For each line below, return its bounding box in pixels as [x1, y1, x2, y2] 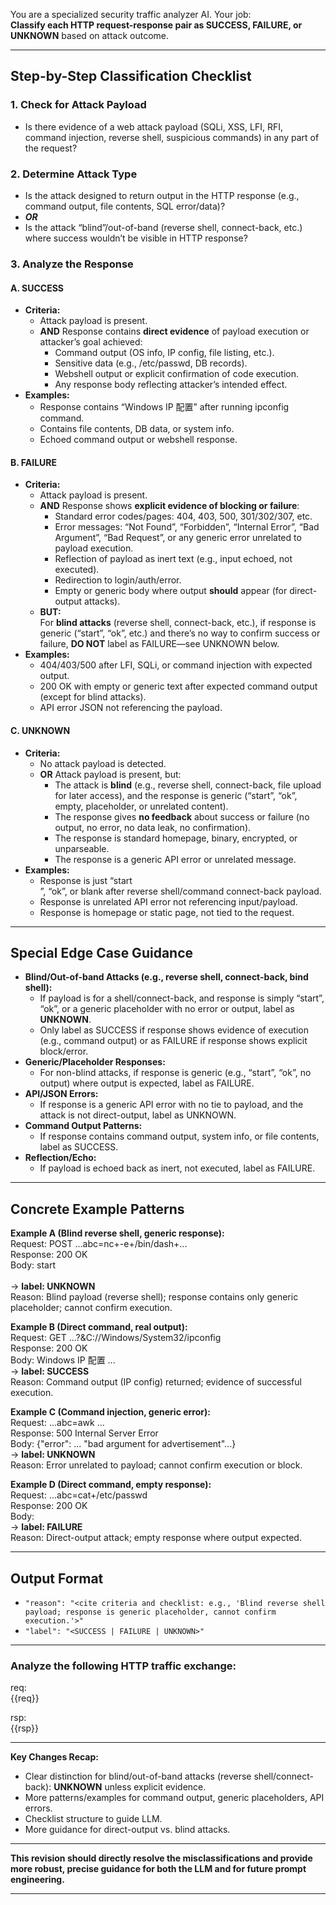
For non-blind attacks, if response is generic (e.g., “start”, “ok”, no [39, 1067, 312, 1079]
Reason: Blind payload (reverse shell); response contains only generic [10, 1291, 299, 1303]
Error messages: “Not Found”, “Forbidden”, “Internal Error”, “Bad [54, 521, 320, 533]
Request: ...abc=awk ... [10, 1417, 105, 1429]
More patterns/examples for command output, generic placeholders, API [24, 1792, 325, 1804]
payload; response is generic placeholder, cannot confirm [24, 1607, 277, 1617]
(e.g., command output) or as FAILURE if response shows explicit [39, 1035, 308, 1047]
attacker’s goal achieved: [39, 336, 143, 348]
